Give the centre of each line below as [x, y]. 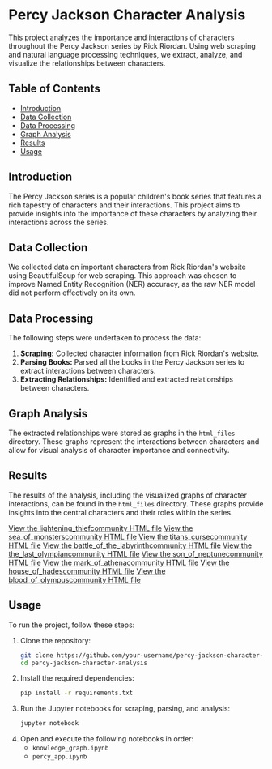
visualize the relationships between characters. [87, 63]
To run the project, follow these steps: [72, 625]
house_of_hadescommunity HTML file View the [87, 571]
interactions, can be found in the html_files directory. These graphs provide [136, 503]
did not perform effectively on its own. [72, 293]
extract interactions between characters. [88, 371]
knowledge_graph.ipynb [70, 748]
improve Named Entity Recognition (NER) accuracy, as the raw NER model [132, 284]
